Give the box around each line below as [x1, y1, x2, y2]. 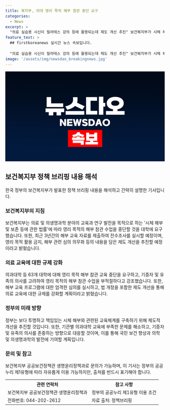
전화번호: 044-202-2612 [7, 397, 61, 403]
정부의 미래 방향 [5, 305, 41, 312]
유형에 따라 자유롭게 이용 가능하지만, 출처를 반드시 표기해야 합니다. [20, 369, 152, 375]
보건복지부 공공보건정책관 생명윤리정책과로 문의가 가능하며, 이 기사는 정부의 [5, 363, 154, 368]
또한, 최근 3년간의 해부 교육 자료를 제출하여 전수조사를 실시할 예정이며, [24, 233, 163, 239]
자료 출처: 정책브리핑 [92, 397, 133, 403]
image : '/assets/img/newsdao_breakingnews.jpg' [5, 56, 108, 61]
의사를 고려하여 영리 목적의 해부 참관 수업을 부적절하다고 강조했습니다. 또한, [14, 278, 163, 284]
